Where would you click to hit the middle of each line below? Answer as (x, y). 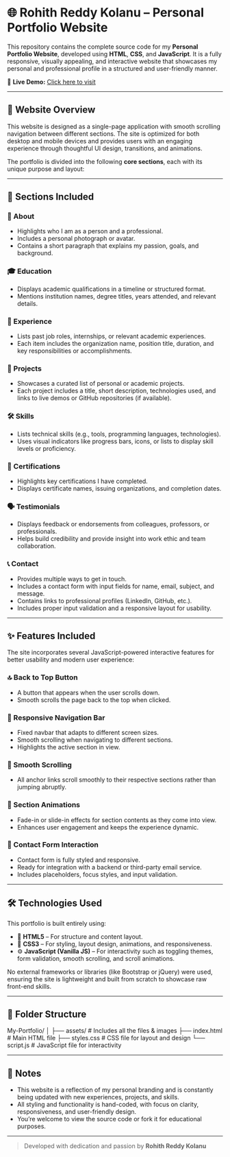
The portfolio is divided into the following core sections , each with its (105, 161)
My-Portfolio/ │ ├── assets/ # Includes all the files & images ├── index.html (115, 1031)
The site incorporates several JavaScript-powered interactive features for (111, 653)
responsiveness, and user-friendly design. (77, 1112)
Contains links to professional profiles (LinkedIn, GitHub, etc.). (104, 600)
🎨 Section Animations (44, 805)
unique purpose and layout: (46, 169)
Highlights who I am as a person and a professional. (90, 231)
